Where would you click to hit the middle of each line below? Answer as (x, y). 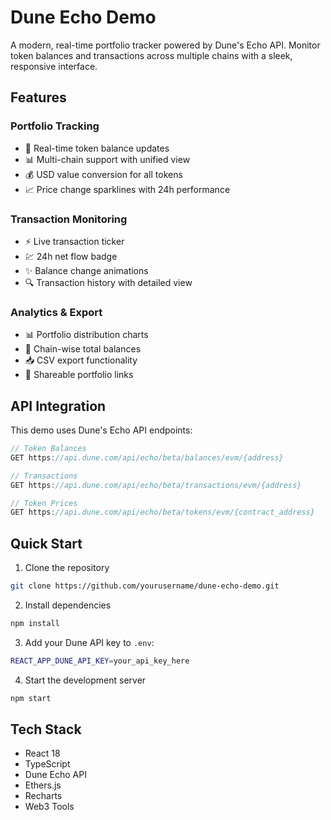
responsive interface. (54, 66)
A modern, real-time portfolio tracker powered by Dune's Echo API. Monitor (165, 45)
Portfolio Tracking (55, 126)
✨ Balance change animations (86, 270)
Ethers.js (43, 785)
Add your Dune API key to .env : (89, 642)
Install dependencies (68, 605)
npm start (31, 698)
